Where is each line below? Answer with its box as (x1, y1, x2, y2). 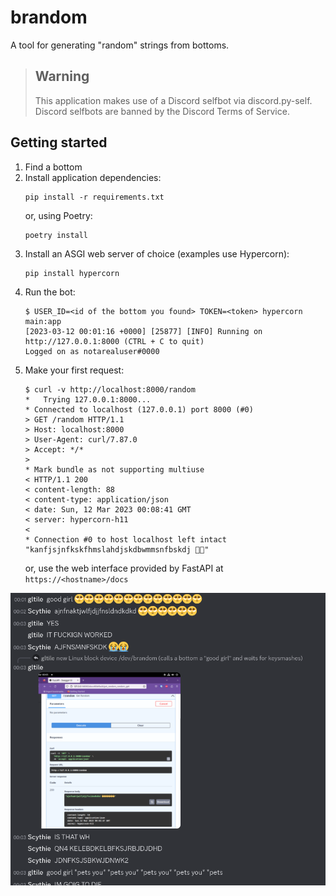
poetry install (24, 230, 89, 240)
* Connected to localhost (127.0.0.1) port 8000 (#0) (24, 404, 254, 415)
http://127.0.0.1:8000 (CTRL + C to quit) (24, 336, 205, 346)
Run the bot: (24, 286, 76, 298)
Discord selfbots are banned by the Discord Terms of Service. (34, 105, 290, 117)
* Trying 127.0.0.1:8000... (24, 394, 152, 405)
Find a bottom (24, 161, 83, 173)
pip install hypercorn (24, 268, 120, 278)
